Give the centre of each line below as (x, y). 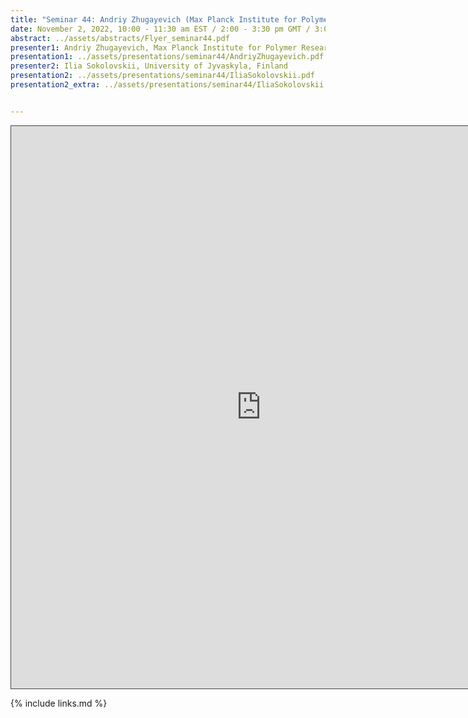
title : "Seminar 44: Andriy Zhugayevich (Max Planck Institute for (154, 19)
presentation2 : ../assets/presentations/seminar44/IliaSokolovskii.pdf (162, 76)
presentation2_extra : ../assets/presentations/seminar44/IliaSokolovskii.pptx (178, 85)
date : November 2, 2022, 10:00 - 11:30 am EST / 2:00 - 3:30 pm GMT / (160, 29)
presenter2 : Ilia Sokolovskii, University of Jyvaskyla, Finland (149, 66)
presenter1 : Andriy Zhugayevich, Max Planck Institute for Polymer (154, 47)
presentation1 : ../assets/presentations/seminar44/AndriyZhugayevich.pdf (167, 57)
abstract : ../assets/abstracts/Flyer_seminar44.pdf (120, 38)
